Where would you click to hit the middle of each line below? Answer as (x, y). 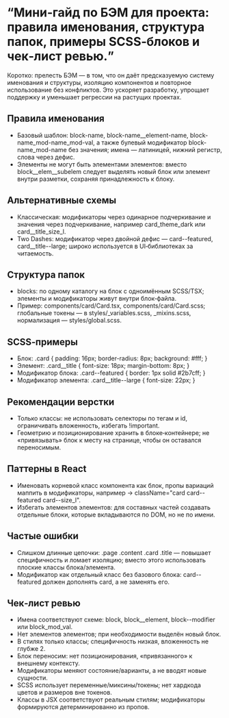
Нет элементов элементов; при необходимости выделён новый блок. (119, 634)
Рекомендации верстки (61, 402)
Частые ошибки (43, 536)
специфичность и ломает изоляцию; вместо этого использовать (111, 560)
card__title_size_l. (41, 232)
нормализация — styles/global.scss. (69, 321)
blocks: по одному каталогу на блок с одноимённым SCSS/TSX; (110, 291)
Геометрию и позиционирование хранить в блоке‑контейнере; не (113, 433)
